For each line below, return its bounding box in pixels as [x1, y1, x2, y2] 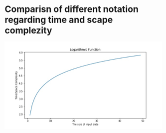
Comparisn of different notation [4, 3, 139, 15]
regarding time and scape [4, 14, 113, 25]
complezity [4, 25, 52, 36]
